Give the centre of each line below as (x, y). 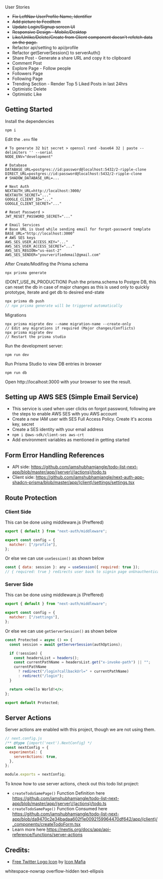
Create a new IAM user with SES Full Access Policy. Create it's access (82, 419)
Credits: (17, 850)
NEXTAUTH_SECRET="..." (28, 195)
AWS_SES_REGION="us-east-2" (33, 251)
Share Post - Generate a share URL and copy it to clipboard (71, 58)
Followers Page (27, 73)
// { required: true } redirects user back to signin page (66, 572)
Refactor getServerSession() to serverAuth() (56, 53)
